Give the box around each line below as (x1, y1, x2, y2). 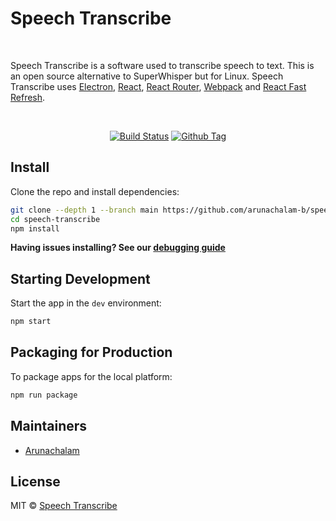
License (10, 473, 61, 490)
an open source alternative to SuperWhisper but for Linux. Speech (10, 70, 284, 82)
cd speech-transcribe (10, 214, 101, 224)
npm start (10, 317, 52, 327)
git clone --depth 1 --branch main (10, 205, 159, 215)
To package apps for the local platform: (10, 370, 173, 382)
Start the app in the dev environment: (10, 297, 162, 309)
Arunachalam (24, 444, 80, 456)
